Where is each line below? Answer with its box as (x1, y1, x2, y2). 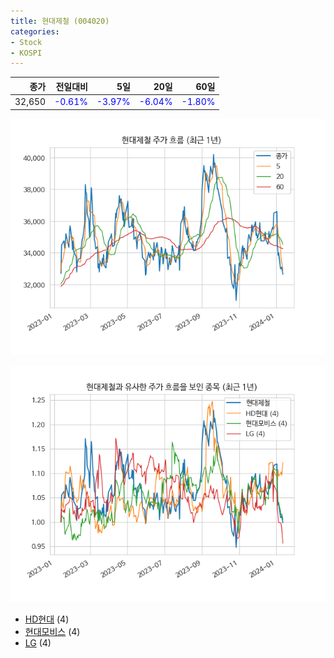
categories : (10, 26, 60, 37)
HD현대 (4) (24, 613, 70, 625)
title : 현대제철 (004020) (10, 16, 110, 26)
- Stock (10, 37, 43, 47)
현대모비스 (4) (24, 625, 81, 637)
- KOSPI (10, 48, 43, 58)
